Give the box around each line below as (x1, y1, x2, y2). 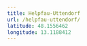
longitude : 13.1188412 (7, 28, 71, 36)
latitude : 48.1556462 (7, 22, 69, 29)
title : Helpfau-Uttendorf (7, 9, 80, 17)
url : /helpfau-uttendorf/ (7, 16, 80, 23)
